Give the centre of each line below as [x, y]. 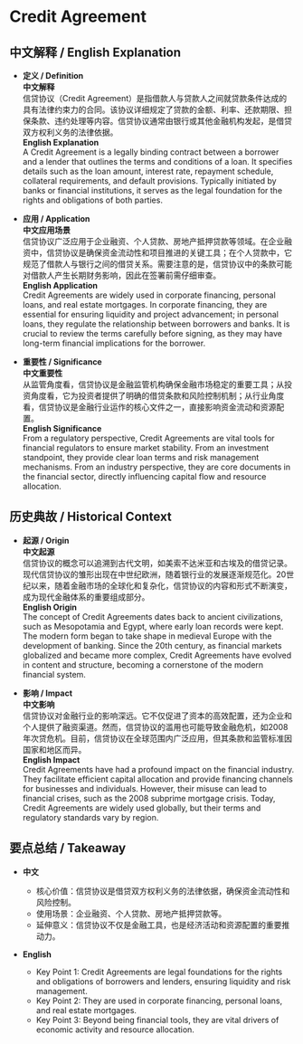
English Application [60, 285]
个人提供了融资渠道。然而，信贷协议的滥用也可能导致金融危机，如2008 [155, 726]
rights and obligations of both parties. [92, 200]
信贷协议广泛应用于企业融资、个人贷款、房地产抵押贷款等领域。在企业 [153, 241]
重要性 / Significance [62, 362]
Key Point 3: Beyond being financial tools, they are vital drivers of [157, 1020]
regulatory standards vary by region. [90, 817]
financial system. [54, 674]
